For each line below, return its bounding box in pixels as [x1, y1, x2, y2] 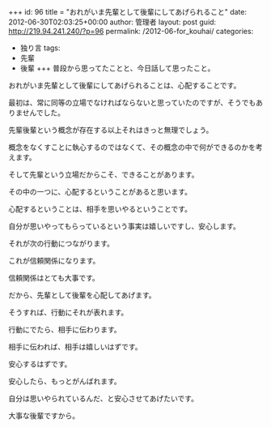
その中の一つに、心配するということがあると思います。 [8, 187, 193, 196]
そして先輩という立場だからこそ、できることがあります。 [8, 169, 199, 179]
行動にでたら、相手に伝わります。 [8, 325, 121, 334]
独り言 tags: [19, 43, 61, 53]
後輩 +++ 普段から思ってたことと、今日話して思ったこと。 [19, 63, 215, 73]
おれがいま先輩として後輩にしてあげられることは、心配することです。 [8, 80, 241, 90]
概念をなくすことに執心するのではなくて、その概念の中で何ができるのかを [8, 143, 256, 152]
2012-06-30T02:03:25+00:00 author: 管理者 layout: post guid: [8, 17, 217, 27]
